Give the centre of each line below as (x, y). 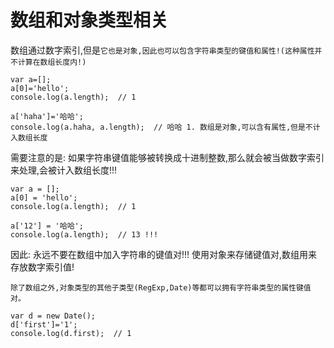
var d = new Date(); (53, 316)
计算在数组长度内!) (52, 62)
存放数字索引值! (42, 267)
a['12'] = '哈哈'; (47, 226)
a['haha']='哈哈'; (47, 116)
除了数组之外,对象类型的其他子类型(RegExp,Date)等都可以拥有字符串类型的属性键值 (161, 287)
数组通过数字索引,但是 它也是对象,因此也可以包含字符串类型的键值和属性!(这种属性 (162, 50)
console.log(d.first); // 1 (71, 333)
